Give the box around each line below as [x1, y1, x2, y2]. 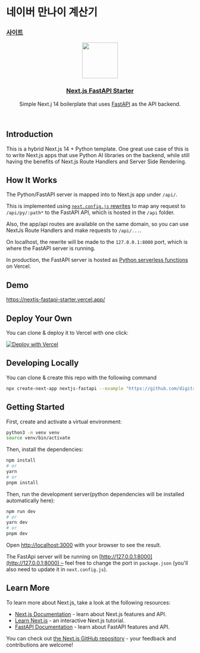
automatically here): [6, 497, 55, 504]
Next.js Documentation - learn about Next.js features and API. [14, 611, 167, 618]
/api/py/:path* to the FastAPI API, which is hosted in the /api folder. [6, 209, 175, 216]
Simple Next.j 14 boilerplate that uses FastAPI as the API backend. [19, 100, 181, 108]
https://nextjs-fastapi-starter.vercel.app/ [6, 296, 105, 303]
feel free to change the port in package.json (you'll [64, 560, 189, 567]
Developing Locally [6, 358, 79, 368]
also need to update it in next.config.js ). [6, 566, 108, 573]
